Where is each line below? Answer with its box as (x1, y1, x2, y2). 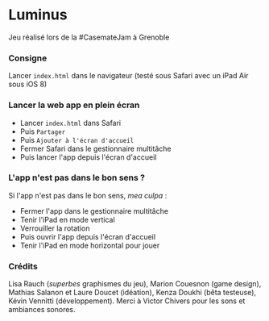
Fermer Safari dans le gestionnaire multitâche (19, 144, 172, 153)
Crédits (8, 261, 38, 272)
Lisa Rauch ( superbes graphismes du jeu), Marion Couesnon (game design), (8, 279, 262, 289)
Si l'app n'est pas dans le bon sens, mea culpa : (8, 190, 168, 200)
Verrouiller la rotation (19, 223, 90, 233)
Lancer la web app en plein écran (8, 99, 140, 110)
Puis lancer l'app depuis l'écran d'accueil (19, 152, 157, 162)
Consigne (8, 52, 48, 64)
